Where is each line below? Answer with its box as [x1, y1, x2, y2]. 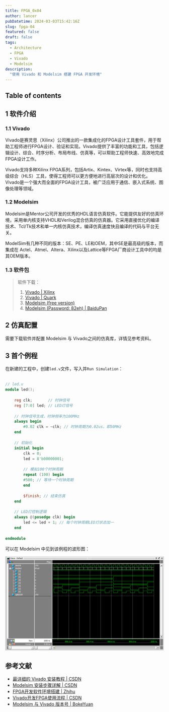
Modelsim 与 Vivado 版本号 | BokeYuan [12, 701, 94, 707]
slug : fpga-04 [5, 24, 35, 29]
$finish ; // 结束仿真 [23, 493, 65, 498]
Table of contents [5, 91, 61, 100]
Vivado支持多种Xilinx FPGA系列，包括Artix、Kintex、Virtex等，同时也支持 [5, 167, 158, 173]
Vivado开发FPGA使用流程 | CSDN [12, 695, 82, 701]
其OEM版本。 [5, 252, 33, 259]
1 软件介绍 [5, 109, 37, 118]
